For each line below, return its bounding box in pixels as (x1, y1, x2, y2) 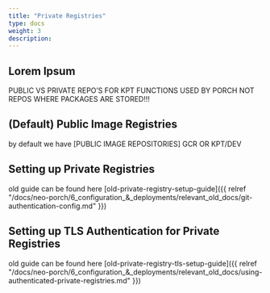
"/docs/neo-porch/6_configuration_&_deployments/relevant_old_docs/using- (8, 267, 263, 277)
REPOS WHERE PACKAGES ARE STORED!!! (8, 94, 151, 104)
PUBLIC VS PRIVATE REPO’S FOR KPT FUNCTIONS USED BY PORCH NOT (8, 86, 255, 95)
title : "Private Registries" (8, 11, 106, 20)
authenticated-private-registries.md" (8, 275, 131, 285)
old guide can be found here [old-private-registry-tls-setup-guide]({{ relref (8, 258, 258, 268)
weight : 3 (8, 27, 42, 35)
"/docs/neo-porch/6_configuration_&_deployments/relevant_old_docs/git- (8, 192, 253, 202)
